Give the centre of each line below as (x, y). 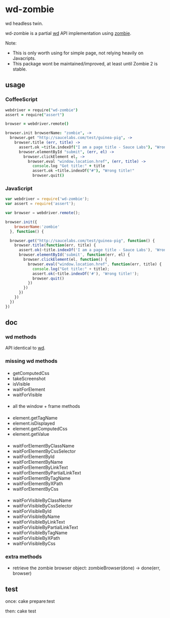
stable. (19, 69)
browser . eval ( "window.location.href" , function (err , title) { (95, 264)
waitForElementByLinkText (40, 467)
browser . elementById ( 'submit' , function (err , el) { (74, 255)
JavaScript (19, 188)
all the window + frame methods (46, 406)
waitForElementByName (38, 462)
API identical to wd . (25, 348)
